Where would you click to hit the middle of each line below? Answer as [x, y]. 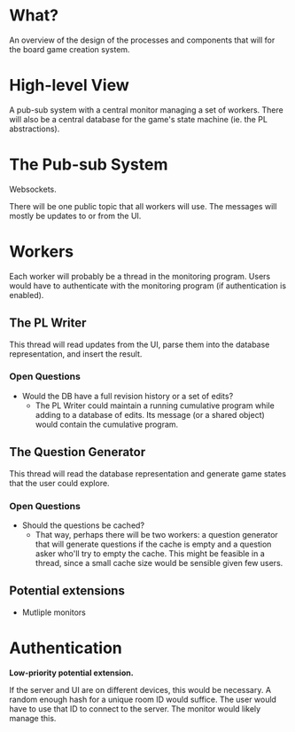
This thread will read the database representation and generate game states [147, 473]
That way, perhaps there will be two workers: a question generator [157, 534]
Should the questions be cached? [83, 525]
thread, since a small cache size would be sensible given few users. [159, 563]
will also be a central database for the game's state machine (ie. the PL [139, 119]
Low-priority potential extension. [72, 673]
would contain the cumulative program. [107, 424]
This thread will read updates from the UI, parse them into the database [140, 344]
